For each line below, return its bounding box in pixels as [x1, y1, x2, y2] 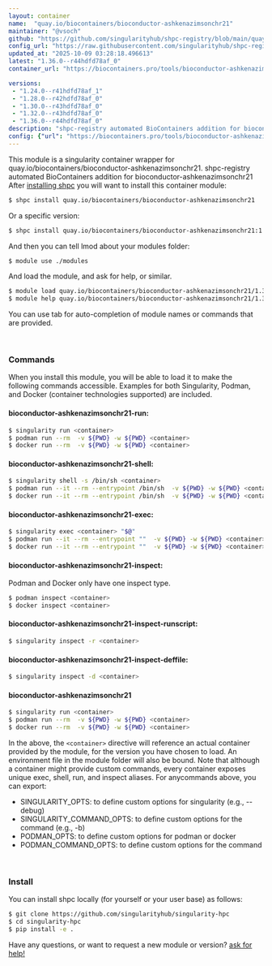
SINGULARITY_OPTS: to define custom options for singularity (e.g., [19, 796, 244, 806]
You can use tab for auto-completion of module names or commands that [8, 309, 253, 319]
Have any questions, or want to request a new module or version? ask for [8, 939, 253, 950]
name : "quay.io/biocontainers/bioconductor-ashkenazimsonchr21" [8, 19, 233, 28]
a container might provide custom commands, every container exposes [8, 764, 246, 774]
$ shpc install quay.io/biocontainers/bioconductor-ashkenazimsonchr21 [8, 196, 255, 204]
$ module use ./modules [8, 257, 89, 265]
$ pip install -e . [8, 925, 74, 934]
